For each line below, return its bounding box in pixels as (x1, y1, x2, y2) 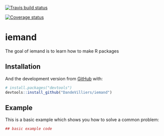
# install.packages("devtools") (5, 85, 72, 90)
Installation (5, 63, 41, 71)
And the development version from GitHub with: (5, 75, 103, 81)
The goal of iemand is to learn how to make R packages (5, 48, 119, 54)
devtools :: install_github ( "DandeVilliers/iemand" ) (5, 90, 112, 95)
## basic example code (5, 127, 52, 132)
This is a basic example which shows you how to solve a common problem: (5, 117, 159, 123)
